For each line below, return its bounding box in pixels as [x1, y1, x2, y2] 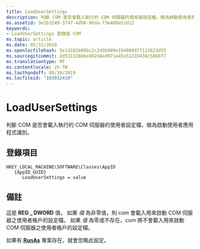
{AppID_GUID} [14, 169, 46, 175]
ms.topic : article [6, 36, 52, 42]
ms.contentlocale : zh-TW [6, 64, 68, 70]
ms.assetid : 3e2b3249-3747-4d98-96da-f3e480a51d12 [6, 20, 135, 26]
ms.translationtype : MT [6, 58, 65, 64]
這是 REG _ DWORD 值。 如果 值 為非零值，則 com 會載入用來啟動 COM [6, 209, 182, 216]
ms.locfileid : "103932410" [6, 75, 73, 81]
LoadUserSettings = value [21, 174, 86, 180]
